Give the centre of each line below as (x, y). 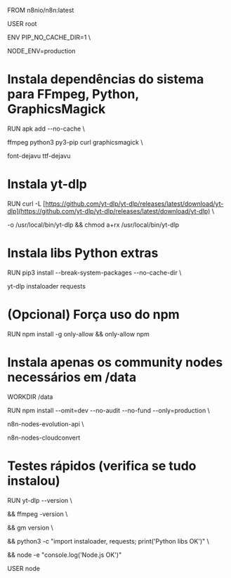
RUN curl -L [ (26, 204)
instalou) (34, 481)
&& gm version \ (31, 527)
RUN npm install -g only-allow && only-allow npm (78, 334)
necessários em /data (72, 377)
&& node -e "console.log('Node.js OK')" (65, 555)
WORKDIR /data (30, 397)
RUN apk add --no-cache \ (46, 129)
